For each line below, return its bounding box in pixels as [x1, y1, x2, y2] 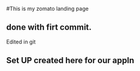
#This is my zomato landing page [6, 5, 89, 12]
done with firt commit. [6, 22, 92, 32]
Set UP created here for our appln [6, 55, 135, 66]
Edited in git [6, 38, 36, 45]
